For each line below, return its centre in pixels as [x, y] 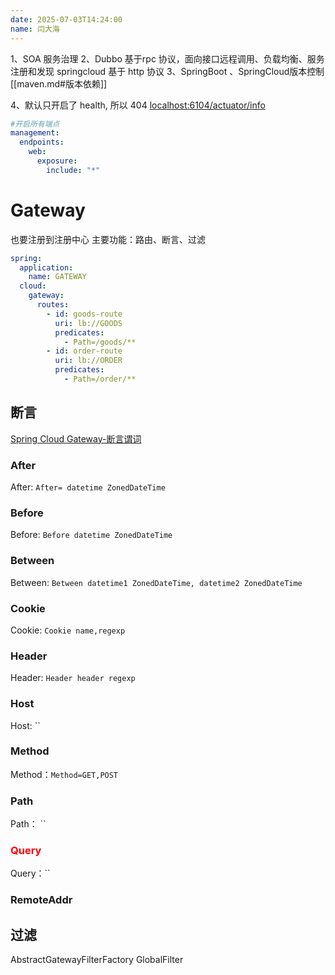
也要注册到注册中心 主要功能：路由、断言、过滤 [108, 239]
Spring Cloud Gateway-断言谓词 [76, 438]
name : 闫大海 [35, 29]
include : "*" [73, 170]
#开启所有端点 [35, 124]
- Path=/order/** [100, 379]
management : [35, 133]
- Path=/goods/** [100, 342]
